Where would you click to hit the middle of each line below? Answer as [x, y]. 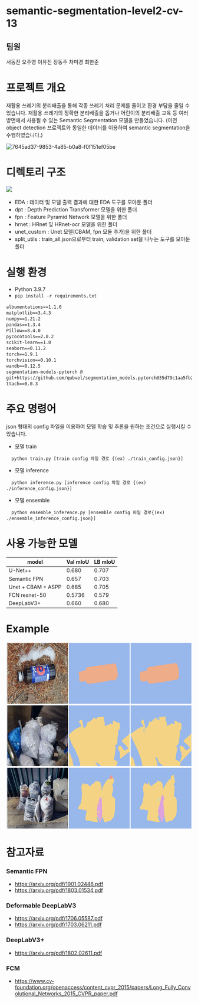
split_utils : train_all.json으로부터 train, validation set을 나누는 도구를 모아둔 [102, 239]
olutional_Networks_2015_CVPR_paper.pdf [66, 994]
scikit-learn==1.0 [29, 342]
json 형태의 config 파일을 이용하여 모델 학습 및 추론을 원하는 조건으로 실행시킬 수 [99, 426]
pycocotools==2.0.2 [30, 336]
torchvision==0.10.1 [32, 360]
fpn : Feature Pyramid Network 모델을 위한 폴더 [71, 217]
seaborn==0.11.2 [26, 348]
